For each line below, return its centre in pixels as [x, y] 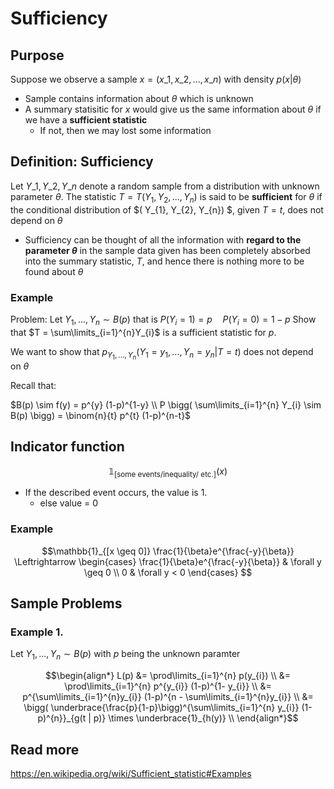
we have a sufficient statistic [86, 120]
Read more [45, 749]
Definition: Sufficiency [82, 162]
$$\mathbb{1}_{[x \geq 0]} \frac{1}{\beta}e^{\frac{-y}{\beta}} [168, 551]
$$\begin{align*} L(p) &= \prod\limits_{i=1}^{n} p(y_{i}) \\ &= [168, 676]
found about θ [54, 271]
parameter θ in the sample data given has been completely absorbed [167, 250]
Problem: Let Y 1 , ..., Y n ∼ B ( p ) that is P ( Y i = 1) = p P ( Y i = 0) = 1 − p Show [163, 320]
